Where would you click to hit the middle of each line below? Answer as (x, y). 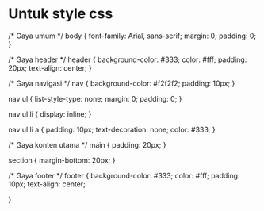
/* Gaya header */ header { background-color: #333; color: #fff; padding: (128, 59)
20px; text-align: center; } (50, 67)
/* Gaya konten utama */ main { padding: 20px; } (87, 144)
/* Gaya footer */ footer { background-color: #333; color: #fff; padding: (124, 175)
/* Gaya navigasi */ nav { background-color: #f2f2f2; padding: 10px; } (122, 83)
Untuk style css (61, 14)
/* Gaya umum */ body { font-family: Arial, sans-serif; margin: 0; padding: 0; (132, 36)
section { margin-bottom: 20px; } (62, 160)
